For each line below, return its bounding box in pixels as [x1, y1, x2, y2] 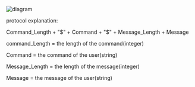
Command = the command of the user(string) [6, 51, 118, 59]
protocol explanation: [6, 17, 58, 24]
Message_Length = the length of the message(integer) [6, 63, 140, 70]
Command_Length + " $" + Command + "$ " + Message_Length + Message [6, 28, 189, 36]
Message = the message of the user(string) [6, 75, 113, 81]
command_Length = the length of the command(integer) [6, 40, 144, 47]
